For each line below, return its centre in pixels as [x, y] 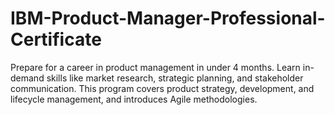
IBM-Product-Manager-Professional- [168, 18]
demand [27, 78]
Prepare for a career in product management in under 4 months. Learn [155, 67]
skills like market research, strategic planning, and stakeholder [175, 78]
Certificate [56, 39]
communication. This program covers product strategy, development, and [162, 88]
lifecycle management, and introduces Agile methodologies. [134, 99]
